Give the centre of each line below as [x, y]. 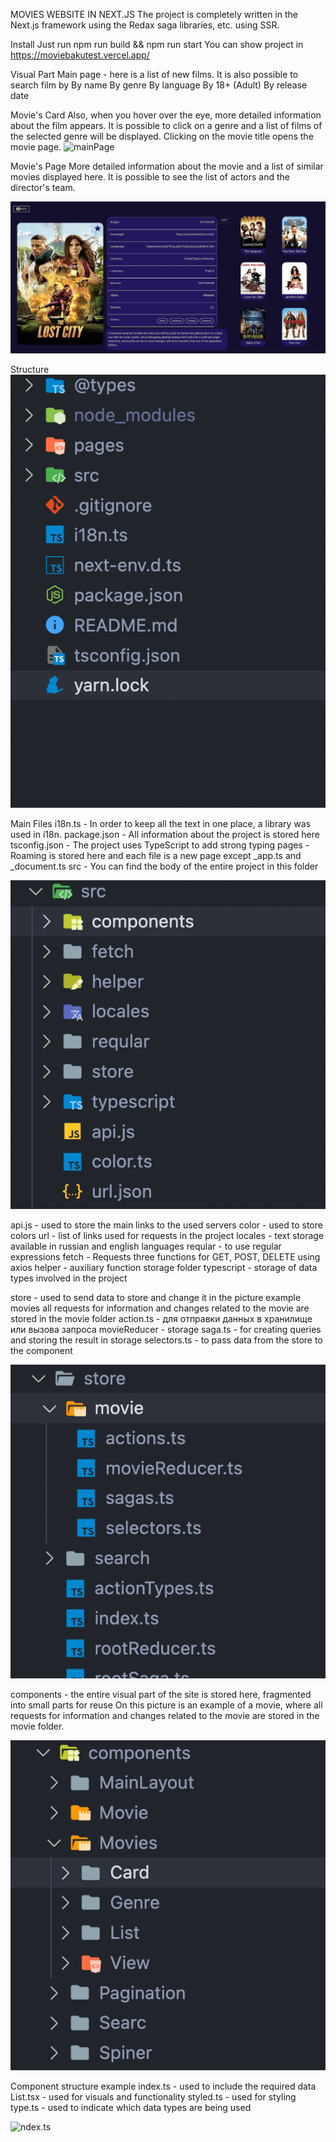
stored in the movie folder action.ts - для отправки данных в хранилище [161, 1318]
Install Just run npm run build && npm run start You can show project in [157, 44]
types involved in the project [69, 1278]
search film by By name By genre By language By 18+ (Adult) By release [159, 85]
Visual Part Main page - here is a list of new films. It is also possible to [154, 74]
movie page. [36, 147]
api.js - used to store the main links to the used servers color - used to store [166, 1225]
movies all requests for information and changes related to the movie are [160, 1308]
